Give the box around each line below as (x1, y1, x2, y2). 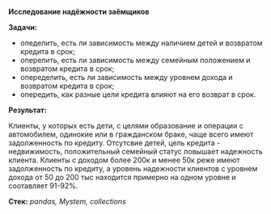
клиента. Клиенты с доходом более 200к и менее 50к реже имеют (8, 155, 240, 165)
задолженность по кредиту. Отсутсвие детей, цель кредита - (8, 138, 221, 148)
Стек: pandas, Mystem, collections (8, 197, 127, 206)
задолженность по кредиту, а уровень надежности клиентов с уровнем (8, 164, 258, 173)
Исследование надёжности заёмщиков (8, 7, 150, 16)
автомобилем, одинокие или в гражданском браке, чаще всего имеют (8, 129, 254, 139)
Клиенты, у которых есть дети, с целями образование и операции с (8, 121, 244, 130)
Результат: (8, 105, 47, 115)
